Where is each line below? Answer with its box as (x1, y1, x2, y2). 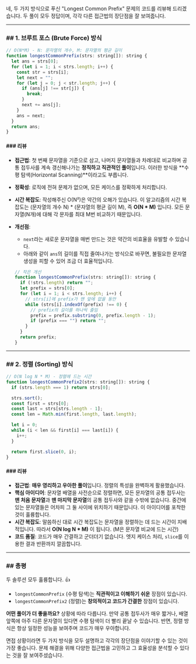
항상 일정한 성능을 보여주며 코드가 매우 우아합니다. (16, 624, 131, 631)
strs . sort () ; (11, 395, 43, 401)
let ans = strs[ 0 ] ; (11, 58, 59, 64)
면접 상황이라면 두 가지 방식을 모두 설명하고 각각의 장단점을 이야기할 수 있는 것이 (6, 637, 188, 644)
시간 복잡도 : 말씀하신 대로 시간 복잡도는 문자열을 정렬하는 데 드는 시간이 (14, 518, 176, 525)
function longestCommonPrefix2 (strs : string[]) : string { (6, 379, 150, 385)
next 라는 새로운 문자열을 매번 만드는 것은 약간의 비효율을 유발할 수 (23, 236, 174, 243)
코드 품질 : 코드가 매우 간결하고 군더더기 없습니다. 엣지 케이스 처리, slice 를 (14, 532, 183, 539)
